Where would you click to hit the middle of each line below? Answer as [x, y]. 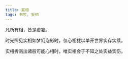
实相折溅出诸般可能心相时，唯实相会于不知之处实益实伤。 [65, 51]
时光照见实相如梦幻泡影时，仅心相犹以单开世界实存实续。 [65, 40]
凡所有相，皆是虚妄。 [27, 29]
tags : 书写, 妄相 [22, 15]
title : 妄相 [17, 10]
